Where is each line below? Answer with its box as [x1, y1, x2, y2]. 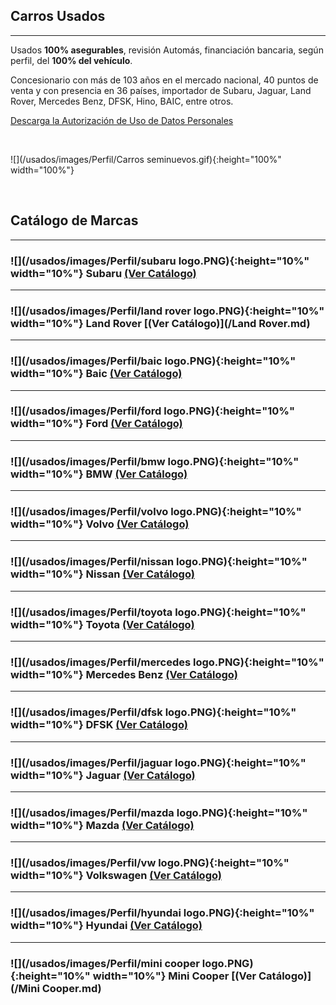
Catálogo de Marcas [10, 212, 139, 229]
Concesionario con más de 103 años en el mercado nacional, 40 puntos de [10, 74, 319, 86]
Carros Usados [10, 8, 106, 25]
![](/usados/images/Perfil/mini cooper [10, 956, 200, 970]
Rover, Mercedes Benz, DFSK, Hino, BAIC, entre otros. [10, 95, 234, 107]
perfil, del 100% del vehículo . [10, 54, 133, 66]
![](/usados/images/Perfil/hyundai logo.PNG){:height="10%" [10, 906, 315, 920]
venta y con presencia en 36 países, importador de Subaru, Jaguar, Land [10, 84, 312, 96]
